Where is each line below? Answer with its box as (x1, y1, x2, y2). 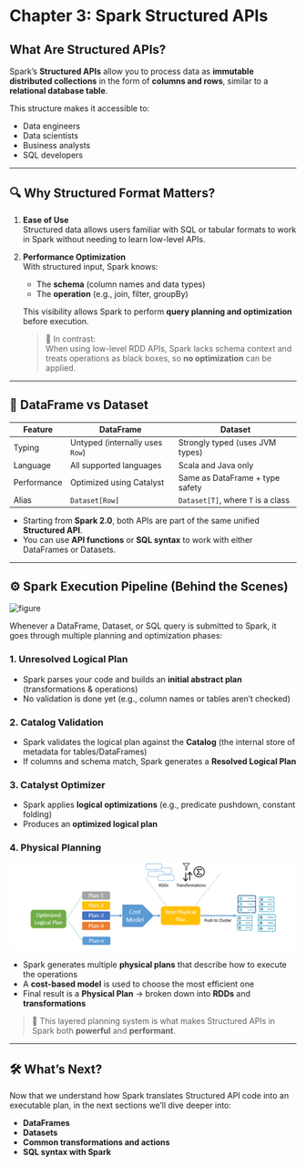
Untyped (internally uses (69, 437, 163, 448)
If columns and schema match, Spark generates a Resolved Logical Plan (22, 756, 297, 767)
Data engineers (22, 120, 80, 131)
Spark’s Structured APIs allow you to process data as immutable (9, 66, 254, 77)
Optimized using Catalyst (69, 477, 165, 488)
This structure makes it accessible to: (9, 103, 150, 114)
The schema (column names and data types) (36, 279, 206, 290)
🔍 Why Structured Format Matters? (9, 186, 216, 201)
